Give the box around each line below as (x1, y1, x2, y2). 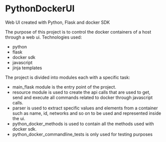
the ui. (12, 115, 26, 121)
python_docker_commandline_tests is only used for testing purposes (12, 131, 153, 137)
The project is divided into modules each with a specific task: (5, 74, 130, 80)
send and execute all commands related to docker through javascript (12, 95, 153, 100)
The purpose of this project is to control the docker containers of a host (5, 29, 152, 35)
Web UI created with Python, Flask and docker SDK (5, 19, 110, 25)
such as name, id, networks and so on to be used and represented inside (12, 110, 162, 116)
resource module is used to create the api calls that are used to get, (12, 89, 151, 95)
